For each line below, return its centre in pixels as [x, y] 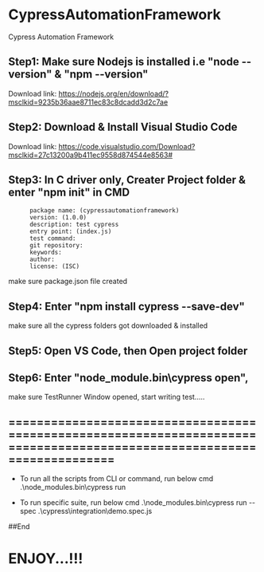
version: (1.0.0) [58, 218]
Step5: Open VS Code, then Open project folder [128, 351]
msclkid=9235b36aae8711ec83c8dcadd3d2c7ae [88, 102]
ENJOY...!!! [46, 559]
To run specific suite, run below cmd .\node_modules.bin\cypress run [133, 503]
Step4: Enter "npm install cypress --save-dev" [126, 306]
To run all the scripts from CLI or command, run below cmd [116, 479]
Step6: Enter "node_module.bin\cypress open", [128, 378]
